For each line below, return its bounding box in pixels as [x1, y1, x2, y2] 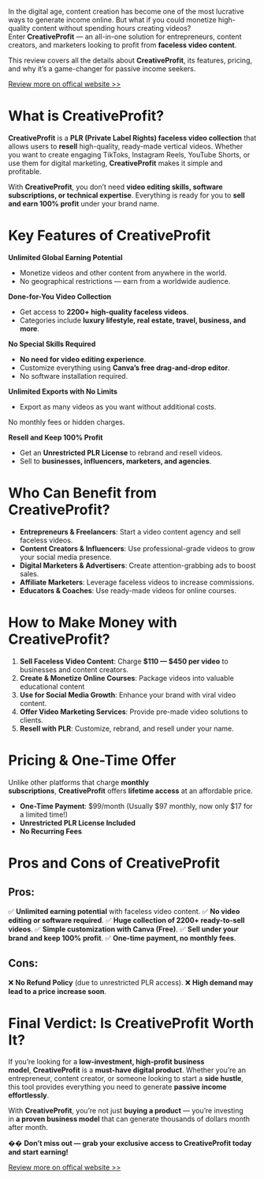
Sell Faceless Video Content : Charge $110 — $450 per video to [19, 656, 229, 666]
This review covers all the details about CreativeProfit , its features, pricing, [8, 55, 253, 65]
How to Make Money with [8, 614, 177, 631]
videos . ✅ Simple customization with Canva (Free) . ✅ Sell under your [8, 924, 239, 934]
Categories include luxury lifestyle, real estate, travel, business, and [19, 316, 247, 325]
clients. [19, 715, 43, 724]
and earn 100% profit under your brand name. [8, 198, 160, 208]
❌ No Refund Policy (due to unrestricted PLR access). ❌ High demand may [8, 977, 254, 987]
